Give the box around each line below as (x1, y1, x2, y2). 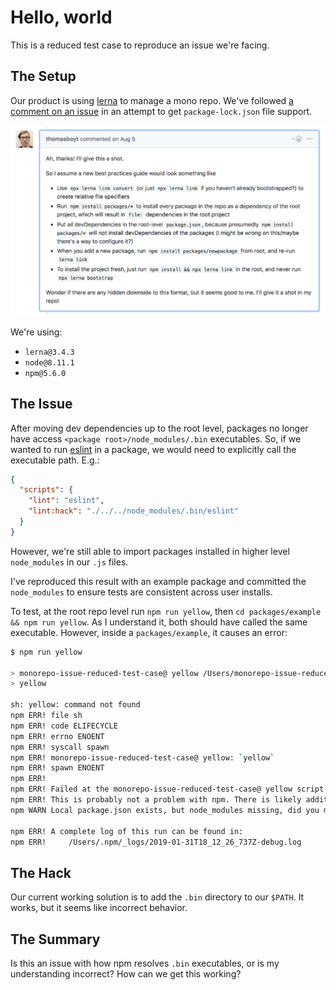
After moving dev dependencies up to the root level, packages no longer (10, 422, 309, 434)
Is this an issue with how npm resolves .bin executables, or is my (10, 957, 280, 970)
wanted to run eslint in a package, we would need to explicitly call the (10, 443, 297, 455)
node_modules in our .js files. (10, 556, 129, 568)
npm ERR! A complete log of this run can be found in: (10, 826, 244, 836)
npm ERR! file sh (10, 711, 83, 721)
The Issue (10, 396, 73, 413)
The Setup (10, 68, 77, 85)
